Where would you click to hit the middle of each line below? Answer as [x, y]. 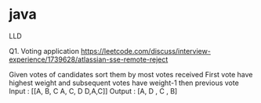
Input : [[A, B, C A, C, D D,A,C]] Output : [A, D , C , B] [93, 91]
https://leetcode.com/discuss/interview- [145, 51]
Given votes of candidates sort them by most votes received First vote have [131, 74]
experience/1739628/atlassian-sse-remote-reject [89, 59]
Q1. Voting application [44, 51]
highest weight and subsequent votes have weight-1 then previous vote [124, 83]
